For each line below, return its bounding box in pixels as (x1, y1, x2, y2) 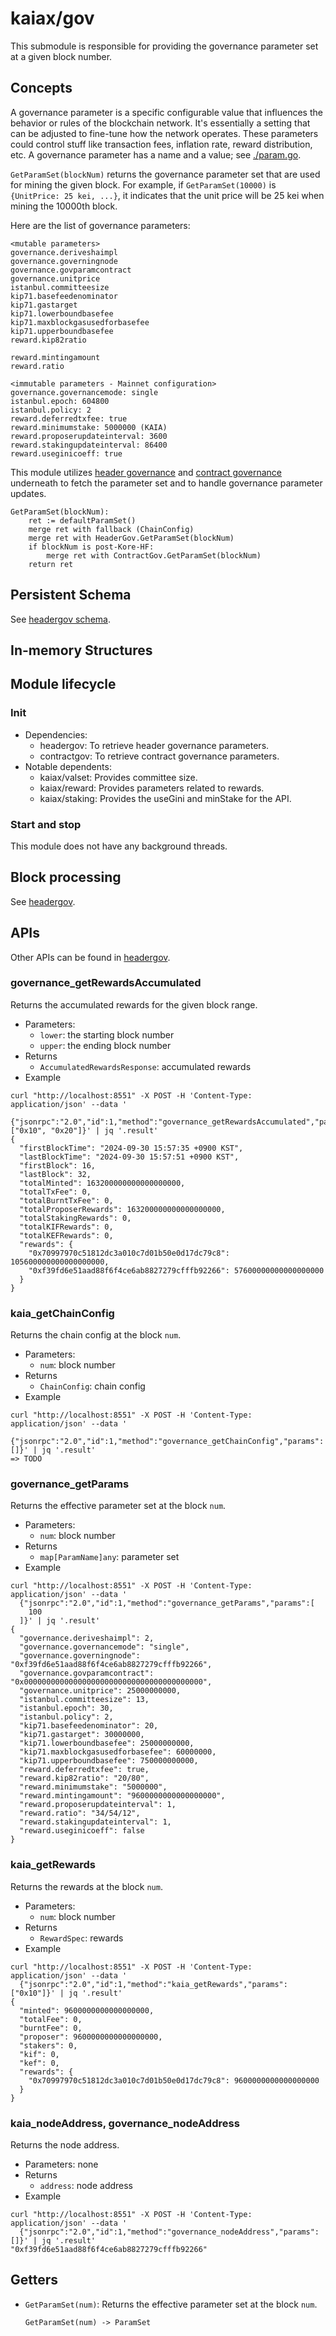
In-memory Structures (10, 642, 153, 659)
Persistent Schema (10, 587, 132, 604)
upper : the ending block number (39, 1039, 172, 1051)
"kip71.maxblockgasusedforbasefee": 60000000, (19, 1747, 217, 1757)
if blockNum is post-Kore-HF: (28, 542, 155, 552)
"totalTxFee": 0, (19, 1187, 92, 1197)
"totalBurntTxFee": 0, (19, 1195, 114, 1206)
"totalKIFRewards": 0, (19, 1222, 114, 1232)
